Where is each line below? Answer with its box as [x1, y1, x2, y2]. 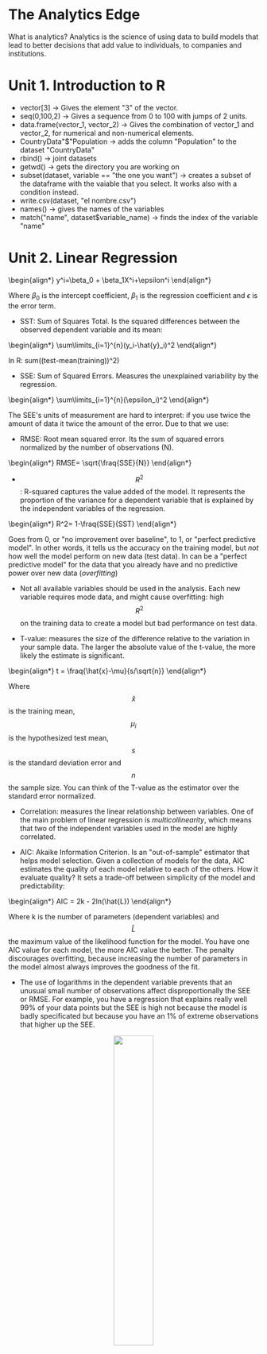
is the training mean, [8, 706, 75, 716]
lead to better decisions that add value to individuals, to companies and [8, 40, 242, 49]
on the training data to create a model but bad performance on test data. [19, 618, 257, 628]
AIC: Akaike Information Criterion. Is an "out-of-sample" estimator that [19, 847, 250, 857]
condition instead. [19, 187, 79, 196]
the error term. [8, 300, 56, 311]
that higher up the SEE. [19, 1019, 95, 1029]
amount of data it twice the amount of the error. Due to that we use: [8, 419, 229, 428]
